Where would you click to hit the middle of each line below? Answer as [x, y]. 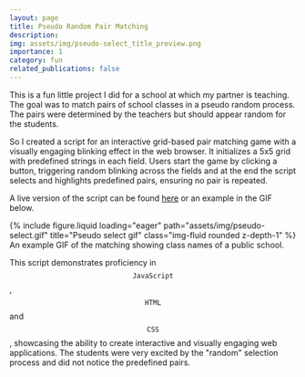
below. [22, 207]
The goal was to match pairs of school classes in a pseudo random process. [152, 104]
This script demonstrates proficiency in [83, 262]
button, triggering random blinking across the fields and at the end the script [153, 171]
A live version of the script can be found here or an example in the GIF [141, 198]
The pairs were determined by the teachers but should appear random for [148, 114]
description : [34, 35]
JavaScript [153, 276]
